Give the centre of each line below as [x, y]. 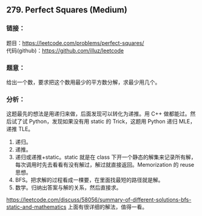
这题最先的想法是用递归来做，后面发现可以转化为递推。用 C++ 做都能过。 [98, 114]
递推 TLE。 [20, 129]
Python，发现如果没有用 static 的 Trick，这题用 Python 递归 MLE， [112, 122]
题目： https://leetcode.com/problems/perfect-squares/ [75, 43]
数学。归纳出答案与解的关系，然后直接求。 [68, 187]
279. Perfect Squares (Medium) [67, 10]
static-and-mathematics [36, 207]
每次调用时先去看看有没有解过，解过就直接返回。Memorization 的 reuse [105, 165]
